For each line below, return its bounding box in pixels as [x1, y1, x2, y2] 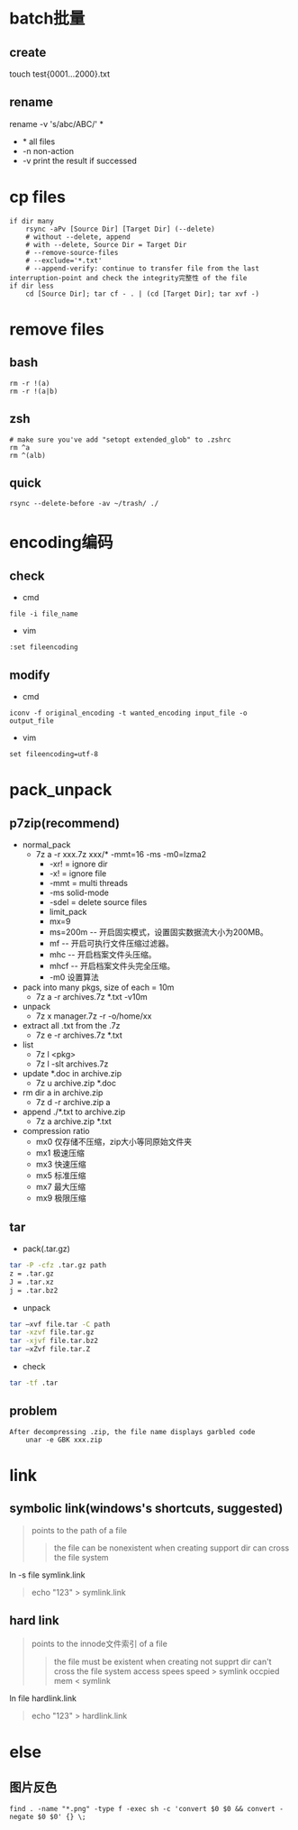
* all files [22, 136, 56, 147]
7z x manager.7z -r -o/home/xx [35, 1011, 152, 1021]
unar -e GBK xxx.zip [25, 1435, 103, 1444]
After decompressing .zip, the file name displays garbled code [9, 1427, 256, 1436]
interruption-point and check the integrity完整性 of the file [9, 273, 248, 282]
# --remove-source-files [25, 248, 119, 257]
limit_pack [49, 907, 87, 918]
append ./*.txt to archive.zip [22, 1106, 126, 1118]
